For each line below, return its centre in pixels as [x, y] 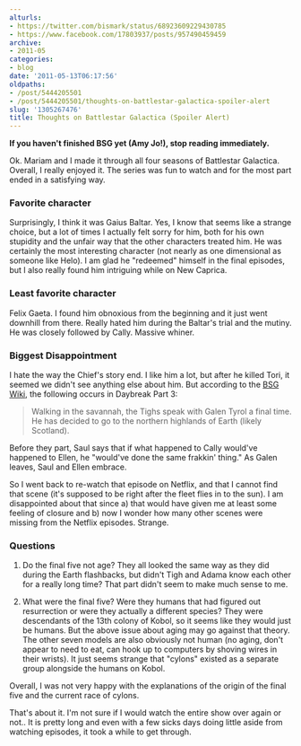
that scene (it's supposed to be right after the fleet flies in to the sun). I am [146, 494]
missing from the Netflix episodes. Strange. [89, 522]
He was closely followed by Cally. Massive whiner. [102, 332]
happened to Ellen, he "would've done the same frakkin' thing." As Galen [143, 458]
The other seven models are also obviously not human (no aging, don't [153, 640]
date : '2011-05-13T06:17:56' [64, 76]
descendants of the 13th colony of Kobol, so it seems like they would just [156, 621]
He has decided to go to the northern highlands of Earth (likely [146, 421]
